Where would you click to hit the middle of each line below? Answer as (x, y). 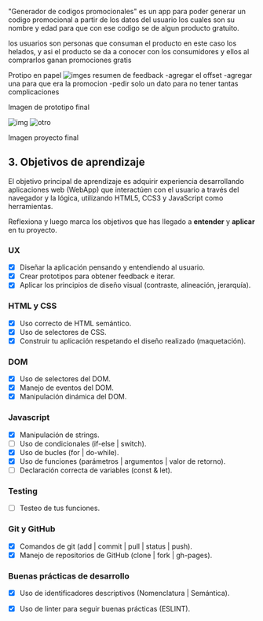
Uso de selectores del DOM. (65, 379)
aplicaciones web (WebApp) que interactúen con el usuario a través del (124, 189)
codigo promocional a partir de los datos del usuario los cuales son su (122, 20)
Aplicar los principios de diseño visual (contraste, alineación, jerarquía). (135, 285)
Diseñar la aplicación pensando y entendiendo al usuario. (112, 267)
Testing (23, 491)
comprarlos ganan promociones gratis (70, 60)
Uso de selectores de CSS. (63, 332)
